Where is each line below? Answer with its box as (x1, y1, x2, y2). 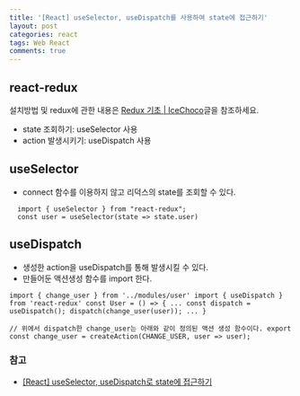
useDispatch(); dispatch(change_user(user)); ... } (9, 306, 207, 315)
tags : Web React (9, 38, 70, 48)
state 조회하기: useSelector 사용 (22, 123, 138, 135)
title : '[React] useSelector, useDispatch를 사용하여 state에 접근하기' (9, 13, 269, 22)
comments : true (9, 47, 66, 56)
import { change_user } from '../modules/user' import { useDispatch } (9, 291, 283, 300)
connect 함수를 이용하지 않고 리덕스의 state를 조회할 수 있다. (22, 186, 236, 198)
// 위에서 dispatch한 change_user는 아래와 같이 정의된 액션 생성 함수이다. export (9, 324, 292, 333)
